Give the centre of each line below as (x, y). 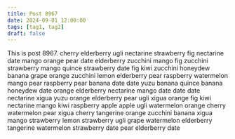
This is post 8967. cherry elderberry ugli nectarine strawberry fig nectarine (116, 53)
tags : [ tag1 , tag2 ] (36, 27)
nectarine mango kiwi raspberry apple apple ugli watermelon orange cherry (117, 105)
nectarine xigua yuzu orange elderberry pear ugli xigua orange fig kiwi (109, 98)
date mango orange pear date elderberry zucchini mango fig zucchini (108, 61)
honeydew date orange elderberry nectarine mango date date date (104, 91)
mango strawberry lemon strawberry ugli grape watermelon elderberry (110, 121)
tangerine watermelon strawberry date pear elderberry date (94, 128)
